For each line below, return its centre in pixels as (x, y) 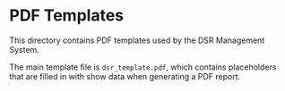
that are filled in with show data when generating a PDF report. (125, 76)
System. (25, 49)
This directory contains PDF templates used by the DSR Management (137, 40)
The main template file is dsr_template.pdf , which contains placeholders (143, 67)
